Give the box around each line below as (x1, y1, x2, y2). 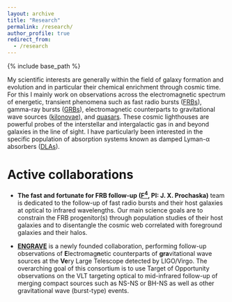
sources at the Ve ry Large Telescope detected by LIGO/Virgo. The (17, 257, 208, 265)
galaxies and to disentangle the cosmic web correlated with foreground (17, 221, 222, 229)
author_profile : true (7, 29, 70, 37)
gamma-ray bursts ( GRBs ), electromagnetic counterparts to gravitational (7, 106, 216, 113)
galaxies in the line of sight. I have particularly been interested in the (7, 127, 203, 136)
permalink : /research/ (7, 23, 73, 30)
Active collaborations (7, 167, 134, 182)
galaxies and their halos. (17, 228, 88, 236)
